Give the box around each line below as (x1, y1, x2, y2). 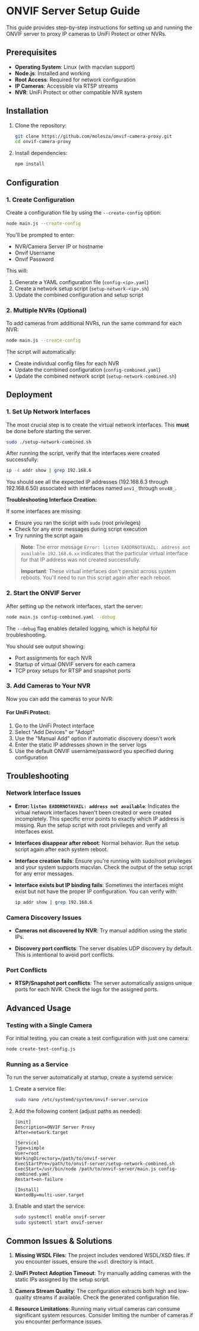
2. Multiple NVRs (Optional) (6, 306, 87, 314)
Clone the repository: (14, 122, 67, 129)
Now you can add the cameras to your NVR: (6, 695, 114, 702)
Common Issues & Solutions (6, 1236, 112, 1246)
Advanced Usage (6, 1003, 71, 1013)
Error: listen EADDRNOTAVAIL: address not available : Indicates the (14, 803, 180, 810)
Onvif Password (14, 255, 54, 263)
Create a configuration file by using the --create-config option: (6, 209, 162, 216)
